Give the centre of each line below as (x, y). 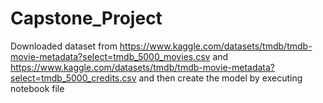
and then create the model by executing (220, 78)
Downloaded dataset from (64, 46)
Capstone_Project (86, 18)
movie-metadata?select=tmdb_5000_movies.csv (110, 56)
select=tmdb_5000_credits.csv (73, 78)
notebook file (37, 88)
